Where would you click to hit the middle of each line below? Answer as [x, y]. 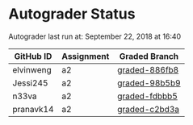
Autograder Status [72, 14]
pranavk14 [33, 109]
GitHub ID [33, 56]
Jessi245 [30, 83]
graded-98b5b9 [149, 83]
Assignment [86, 56]
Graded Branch [149, 56]
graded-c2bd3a [148, 109]
